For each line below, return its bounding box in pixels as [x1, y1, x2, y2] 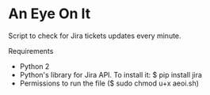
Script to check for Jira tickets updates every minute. [8, 31, 181, 40]
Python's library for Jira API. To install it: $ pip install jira [19, 70, 202, 79]
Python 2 [19, 61, 50, 71]
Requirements [8, 46, 54, 55]
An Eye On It [8, 5, 91, 23]
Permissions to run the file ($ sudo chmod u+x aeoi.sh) [19, 78, 200, 88]
